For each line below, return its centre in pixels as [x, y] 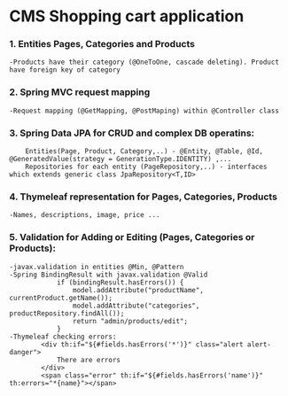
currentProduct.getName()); [61, 298]
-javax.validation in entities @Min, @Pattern [97, 267]
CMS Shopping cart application [127, 16]
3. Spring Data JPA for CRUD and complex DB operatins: [132, 133]
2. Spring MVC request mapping [80, 92]
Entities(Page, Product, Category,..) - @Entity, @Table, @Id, [144, 151]
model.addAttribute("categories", [136, 306]
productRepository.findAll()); [67, 313]
